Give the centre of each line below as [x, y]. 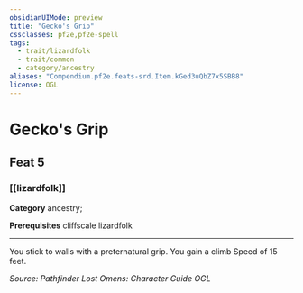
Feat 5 [27, 163]
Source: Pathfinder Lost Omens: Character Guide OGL [110, 278]
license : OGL [34, 85]
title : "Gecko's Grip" [52, 26]
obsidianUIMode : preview [56, 18]
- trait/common [46, 60]
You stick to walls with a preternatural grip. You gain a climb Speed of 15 [143, 251]
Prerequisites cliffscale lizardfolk [71, 225]
